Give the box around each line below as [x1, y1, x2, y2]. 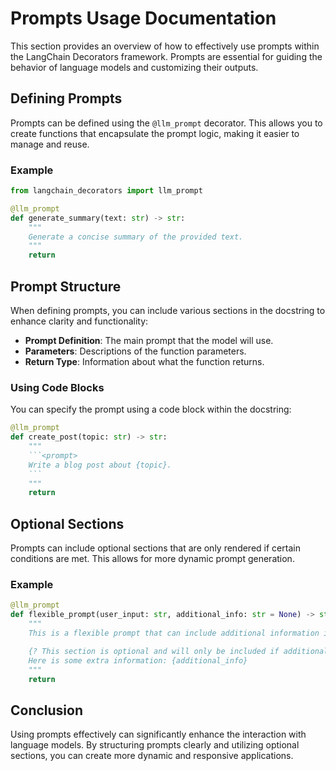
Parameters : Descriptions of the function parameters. [24, 345, 247, 357]
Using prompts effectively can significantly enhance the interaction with [10, 728, 307, 741]
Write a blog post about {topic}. [28, 460, 172, 470]
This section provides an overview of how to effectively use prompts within [10, 40, 320, 52]
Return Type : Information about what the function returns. [24, 355, 265, 367]
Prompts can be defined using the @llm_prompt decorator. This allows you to [10, 117, 323, 129]
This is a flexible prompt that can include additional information [28, 628, 320, 639]
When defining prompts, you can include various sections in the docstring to [10, 304, 326, 316]
